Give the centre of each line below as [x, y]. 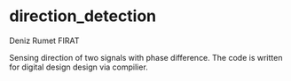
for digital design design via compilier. [79, 67]
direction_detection [83, 16]
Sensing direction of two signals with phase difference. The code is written [146, 57]
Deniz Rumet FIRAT [44, 40]
